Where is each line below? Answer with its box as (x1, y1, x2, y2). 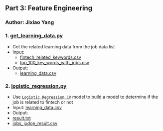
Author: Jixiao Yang (5, 19, 54, 26)
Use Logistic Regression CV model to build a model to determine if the (12, 94, 159, 100)
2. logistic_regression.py (5, 82, 67, 89)
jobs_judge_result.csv (12, 120, 58, 126)
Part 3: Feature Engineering (5, 4, 93, 12)
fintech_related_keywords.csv (19, 54, 81, 60)
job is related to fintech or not (12, 99, 73, 105)
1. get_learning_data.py (5, 32, 63, 39)
